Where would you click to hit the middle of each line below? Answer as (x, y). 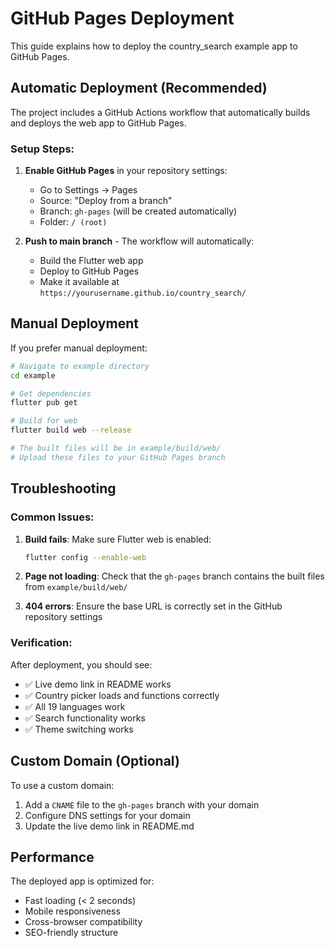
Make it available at (79, 282)
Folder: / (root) (73, 222)
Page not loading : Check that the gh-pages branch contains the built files (174, 576)
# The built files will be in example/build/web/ (116, 448)
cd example (33, 375)
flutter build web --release (71, 430)
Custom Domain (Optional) (95, 761)
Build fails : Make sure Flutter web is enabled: (118, 539)
